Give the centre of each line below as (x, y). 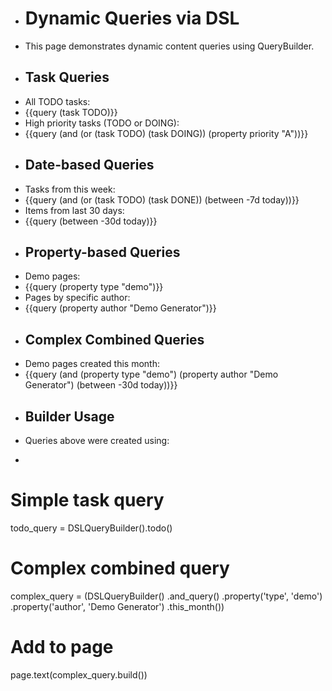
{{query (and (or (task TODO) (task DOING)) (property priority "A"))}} (166, 133)
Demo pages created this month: (92, 364)
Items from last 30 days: (74, 210)
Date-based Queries (89, 165)
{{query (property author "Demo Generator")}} (120, 308)
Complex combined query (120, 568)
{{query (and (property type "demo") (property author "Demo (151, 374)
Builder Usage (69, 416)
